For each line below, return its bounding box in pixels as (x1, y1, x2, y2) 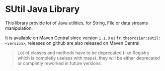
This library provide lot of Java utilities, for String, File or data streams (5, 20, 148, 26)
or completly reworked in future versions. (17, 60, 102, 66)
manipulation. (5, 25, 33, 31)
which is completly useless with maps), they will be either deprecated (17, 55, 160, 61)
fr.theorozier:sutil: (116, 36, 161, 41)
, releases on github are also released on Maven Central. (25, 40, 141, 46)
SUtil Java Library (5, 3, 80, 15)
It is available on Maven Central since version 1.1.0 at (5, 35, 115, 41)
